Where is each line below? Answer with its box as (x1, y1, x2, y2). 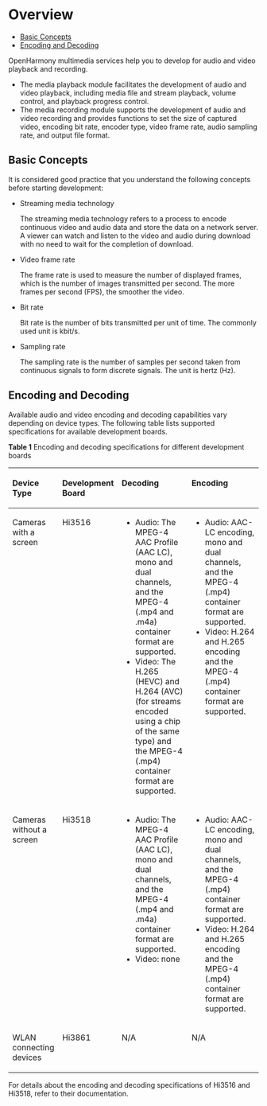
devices (12, 1052, 42, 1063)
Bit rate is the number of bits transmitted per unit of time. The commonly (19, 317, 257, 327)
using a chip (134, 715, 181, 726)
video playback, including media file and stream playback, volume (19, 88, 237, 97)
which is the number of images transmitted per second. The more (19, 278, 235, 288)
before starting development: (8, 183, 104, 193)
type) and (134, 735, 172, 746)
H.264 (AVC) (134, 686, 184, 697)
